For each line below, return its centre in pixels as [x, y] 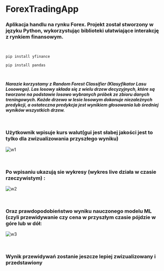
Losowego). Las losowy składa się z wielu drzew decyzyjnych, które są [80, 89]
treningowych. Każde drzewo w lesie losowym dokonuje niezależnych [79, 100]
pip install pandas [26, 65]
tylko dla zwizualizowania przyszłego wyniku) [62, 139]
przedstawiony [24, 263]
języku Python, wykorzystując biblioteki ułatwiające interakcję [82, 31]
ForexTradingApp [42, 9]
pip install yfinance [28, 57]
